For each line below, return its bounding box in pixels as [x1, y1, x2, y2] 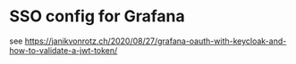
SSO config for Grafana [9, 6, 185, 27]
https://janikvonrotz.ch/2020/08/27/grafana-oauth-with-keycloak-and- [24, 36, 287, 46]
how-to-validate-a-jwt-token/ [9, 44, 118, 55]
